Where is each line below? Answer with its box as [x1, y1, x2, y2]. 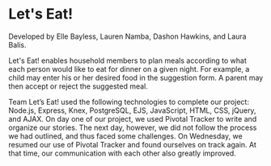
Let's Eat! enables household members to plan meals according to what [8, 56, 247, 65]
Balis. [8, 39, 27, 49]
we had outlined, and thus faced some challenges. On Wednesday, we [8, 131, 243, 141]
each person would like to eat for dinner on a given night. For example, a [8, 64, 250, 73]
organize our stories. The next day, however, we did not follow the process [8, 122, 257, 132]
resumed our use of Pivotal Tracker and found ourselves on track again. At [8, 139, 256, 149]
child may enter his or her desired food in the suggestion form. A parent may [8, 73, 264, 82]
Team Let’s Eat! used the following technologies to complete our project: [8, 97, 249, 106]
